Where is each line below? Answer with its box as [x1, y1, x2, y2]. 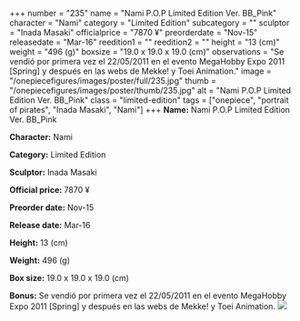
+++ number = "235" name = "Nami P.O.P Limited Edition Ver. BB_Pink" [9, 8, 277, 18]
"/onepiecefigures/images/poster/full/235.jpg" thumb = [9, 75, 216, 85]
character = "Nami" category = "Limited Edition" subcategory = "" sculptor [9, 17, 290, 28]
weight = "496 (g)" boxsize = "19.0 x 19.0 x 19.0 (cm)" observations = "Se [9, 46, 285, 57]
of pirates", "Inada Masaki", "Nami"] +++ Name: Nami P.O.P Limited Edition [9, 105, 291, 115]
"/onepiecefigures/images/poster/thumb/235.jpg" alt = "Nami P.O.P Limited [9, 85, 292, 95]
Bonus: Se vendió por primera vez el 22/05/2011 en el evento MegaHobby [9, 290, 287, 301]
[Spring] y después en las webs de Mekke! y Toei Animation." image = [9, 65, 273, 76]
